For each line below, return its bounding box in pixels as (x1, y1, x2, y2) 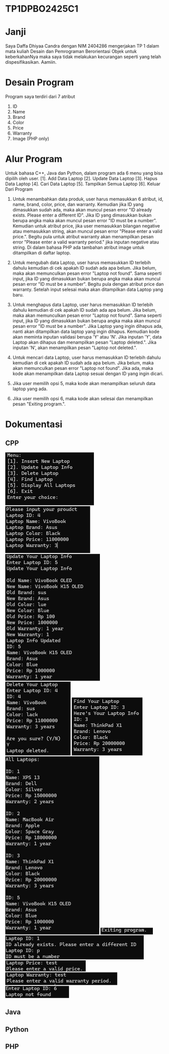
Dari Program (5, 186, 33, 192)
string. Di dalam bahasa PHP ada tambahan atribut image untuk (12, 244, 145, 250)
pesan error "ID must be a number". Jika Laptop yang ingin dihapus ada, (12, 323, 163, 329)
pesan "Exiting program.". (12, 401, 66, 407)
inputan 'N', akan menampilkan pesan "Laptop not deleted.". (12, 345, 137, 351)
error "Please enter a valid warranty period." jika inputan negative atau (12, 239, 159, 245)
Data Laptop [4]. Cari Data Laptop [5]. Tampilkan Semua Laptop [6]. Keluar (5, 181, 160, 187)
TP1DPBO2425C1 (5, 3, 79, 15)
